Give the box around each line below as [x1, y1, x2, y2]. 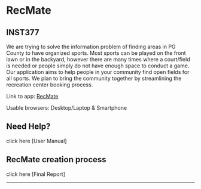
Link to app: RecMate [6, 93, 59, 100]
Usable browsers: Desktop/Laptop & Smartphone [6, 104, 127, 111]
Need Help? [6, 122, 51, 132]
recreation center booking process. [6, 81, 93, 88]
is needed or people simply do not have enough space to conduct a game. [6, 62, 190, 69]
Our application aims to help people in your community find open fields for [6, 69, 190, 75]
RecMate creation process [6, 154, 106, 165]
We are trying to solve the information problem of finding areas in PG [6, 43, 176, 50]
